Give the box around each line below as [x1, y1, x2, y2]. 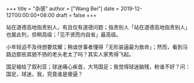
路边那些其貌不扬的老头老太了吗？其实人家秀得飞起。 [6, 51, 134, 57]
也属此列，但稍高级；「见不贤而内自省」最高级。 [6, 31, 122, 38]
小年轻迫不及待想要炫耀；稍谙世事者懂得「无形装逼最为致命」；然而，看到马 [6, 43, 188, 50]
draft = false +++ [56, 12, 97, 19]
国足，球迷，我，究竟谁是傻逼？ [6, 71, 83, 77]
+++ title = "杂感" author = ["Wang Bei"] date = [6, 5, 120, 12]
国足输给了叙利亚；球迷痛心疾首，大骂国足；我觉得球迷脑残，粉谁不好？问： [6, 63, 190, 70]
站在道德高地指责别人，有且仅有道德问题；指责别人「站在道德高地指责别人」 [6, 24, 190, 30]
